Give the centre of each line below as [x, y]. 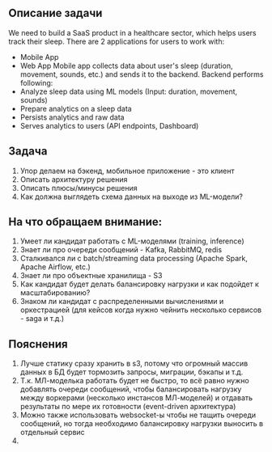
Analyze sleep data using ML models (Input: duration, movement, [129, 91]
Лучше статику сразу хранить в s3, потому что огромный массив [134, 364]
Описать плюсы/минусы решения [79, 188]
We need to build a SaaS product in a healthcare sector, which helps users [132, 32]
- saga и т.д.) [42, 319]
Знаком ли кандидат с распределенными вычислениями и [122, 302]
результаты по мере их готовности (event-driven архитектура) [128, 407]
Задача [28, 152]
